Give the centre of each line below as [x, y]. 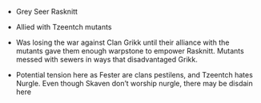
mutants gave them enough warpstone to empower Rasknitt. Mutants [130, 51]
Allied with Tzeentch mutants [64, 27]
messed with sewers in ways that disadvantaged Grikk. [106, 59]
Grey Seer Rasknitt [47, 12]
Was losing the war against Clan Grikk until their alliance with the [122, 42]
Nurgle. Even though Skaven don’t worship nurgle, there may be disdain [135, 83]
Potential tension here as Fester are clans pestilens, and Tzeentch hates [135, 75]
